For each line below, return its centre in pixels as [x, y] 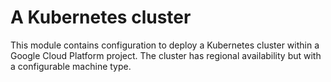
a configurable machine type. [71, 66]
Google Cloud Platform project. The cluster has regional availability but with [166, 55]
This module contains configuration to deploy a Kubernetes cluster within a [165, 45]
